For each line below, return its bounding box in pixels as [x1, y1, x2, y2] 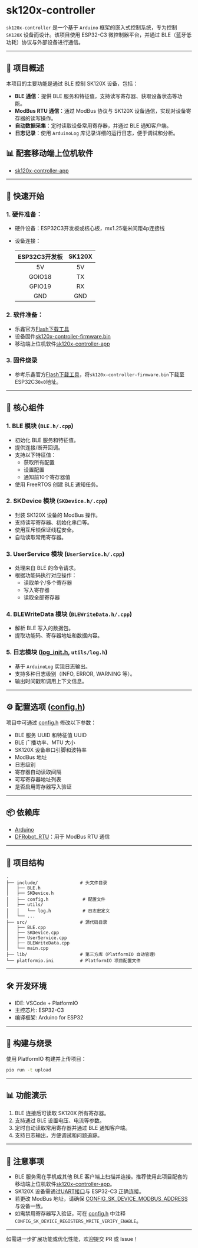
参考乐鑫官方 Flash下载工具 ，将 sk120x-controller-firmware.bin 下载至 [14, 370, 184, 378]
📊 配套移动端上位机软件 [6, 148, 94, 158]
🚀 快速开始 [6, 191, 44, 201]
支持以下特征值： [14, 451, 57, 458]
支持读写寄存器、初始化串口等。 [14, 519, 93, 526]
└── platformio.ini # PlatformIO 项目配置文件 [6, 958, 141, 964]
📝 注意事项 [6, 1156, 44, 1166]
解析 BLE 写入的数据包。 [14, 624, 74, 632]
